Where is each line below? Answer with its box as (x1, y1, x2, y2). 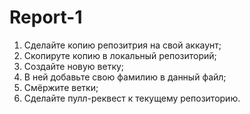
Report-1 (9, 6, 83, 29)
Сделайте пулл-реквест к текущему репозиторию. (23, 92, 241, 104)
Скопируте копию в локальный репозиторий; (23, 49, 217, 61)
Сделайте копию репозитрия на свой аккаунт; (23, 39, 222, 51)
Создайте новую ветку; (23, 60, 125, 72)
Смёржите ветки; (23, 81, 99, 93)
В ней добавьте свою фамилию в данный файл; (23, 71, 227, 83)
